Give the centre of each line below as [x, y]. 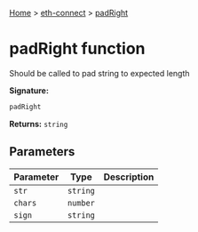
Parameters [42, 152]
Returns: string [39, 124]
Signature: [29, 90]
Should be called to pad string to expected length [99, 73]
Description [129, 177]
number [81, 203]
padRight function [77, 49]
